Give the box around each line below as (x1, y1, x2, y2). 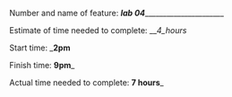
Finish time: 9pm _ (9, 60, 75, 70)
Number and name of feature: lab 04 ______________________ (9, 8, 224, 18)
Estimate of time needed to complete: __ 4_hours (9, 25, 187, 35)
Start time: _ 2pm (9, 42, 71, 53)
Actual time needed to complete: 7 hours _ (9, 77, 164, 88)
